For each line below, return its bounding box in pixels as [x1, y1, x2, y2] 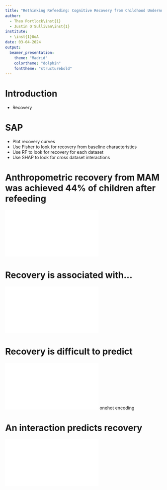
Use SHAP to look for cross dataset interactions [12, 155, 110, 161]
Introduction [5, 88, 58, 99]
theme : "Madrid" [14, 55, 48, 60]
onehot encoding [99, 405, 135, 411]
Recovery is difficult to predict [5, 346, 133, 357]
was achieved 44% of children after [5, 183, 156, 194]
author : [5, 13, 21, 18]
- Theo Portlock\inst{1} [9, 18, 61, 23]
